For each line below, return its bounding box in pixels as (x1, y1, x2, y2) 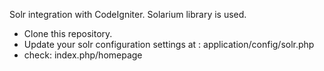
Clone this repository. (23, 28, 113, 39)
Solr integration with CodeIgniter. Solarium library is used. (9, 9, 247, 20)
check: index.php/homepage (23, 49, 143, 61)
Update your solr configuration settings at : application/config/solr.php (23, 39, 315, 50)
